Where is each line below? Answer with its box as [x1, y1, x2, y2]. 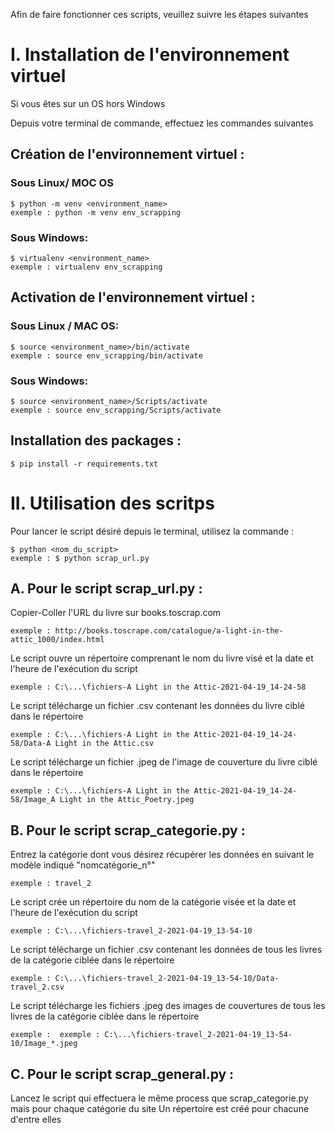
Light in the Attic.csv [54, 739, 155, 749]
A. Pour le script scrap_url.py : [10, 580, 203, 598]
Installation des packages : [10, 432, 182, 449]
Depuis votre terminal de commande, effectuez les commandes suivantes [10, 117, 314, 129]
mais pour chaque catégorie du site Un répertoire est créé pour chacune [10, 1103, 310, 1115]
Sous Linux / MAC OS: [10, 319, 120, 333]
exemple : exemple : [10, 1030, 101, 1040]
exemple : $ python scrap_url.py [10, 553, 150, 563]
